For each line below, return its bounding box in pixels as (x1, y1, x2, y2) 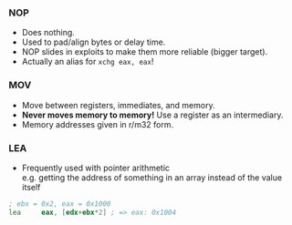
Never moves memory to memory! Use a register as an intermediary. (21, 109, 284, 120)
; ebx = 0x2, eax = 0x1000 (8, 199, 111, 209)
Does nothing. (21, 27, 75, 38)
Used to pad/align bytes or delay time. (21, 36, 166, 47)
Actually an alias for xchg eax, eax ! (21, 56, 154, 67)
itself (21, 181, 41, 192)
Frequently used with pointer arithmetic (21, 162, 171, 173)
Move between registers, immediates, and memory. (21, 99, 215, 110)
